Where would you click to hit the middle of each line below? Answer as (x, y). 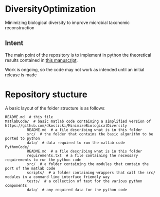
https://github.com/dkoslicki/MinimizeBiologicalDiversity (66, 126)
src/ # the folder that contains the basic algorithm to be (90, 134)
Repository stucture (46, 94)
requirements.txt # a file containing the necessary (82, 155)
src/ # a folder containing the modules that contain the (88, 164)
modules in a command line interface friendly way (57, 177)
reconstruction (20, 27)
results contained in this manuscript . (41, 60)
